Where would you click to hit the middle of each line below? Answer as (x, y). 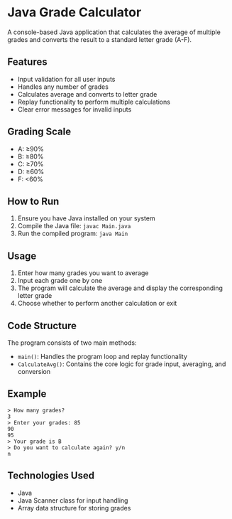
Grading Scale (39, 132)
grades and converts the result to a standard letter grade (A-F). (100, 39)
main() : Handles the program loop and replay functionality (103, 357)
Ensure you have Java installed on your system (86, 218)
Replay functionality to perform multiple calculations (94, 102)
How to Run (33, 201)
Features (27, 62)
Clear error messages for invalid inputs (74, 109)
